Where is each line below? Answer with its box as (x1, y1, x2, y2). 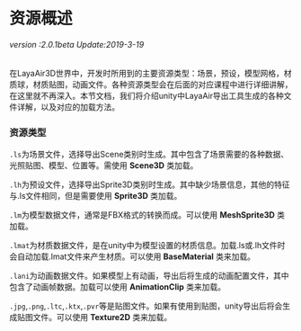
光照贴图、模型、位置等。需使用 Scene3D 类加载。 (9, 159, 199, 171)
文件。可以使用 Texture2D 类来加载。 (32, 311, 173, 322)
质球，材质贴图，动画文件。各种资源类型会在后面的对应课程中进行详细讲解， (9, 79, 293, 90)
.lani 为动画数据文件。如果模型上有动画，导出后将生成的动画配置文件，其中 (9, 270, 289, 281)
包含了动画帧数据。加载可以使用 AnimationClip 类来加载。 (9, 281, 226, 292)
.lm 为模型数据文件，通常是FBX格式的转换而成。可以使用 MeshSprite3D (9, 209, 276, 220)
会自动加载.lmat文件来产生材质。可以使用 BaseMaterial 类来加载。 (9, 251, 256, 262)
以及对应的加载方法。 (40, 102, 120, 112)
